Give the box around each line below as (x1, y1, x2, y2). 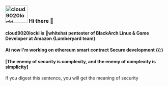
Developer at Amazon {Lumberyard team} (5, 35, 96, 41)
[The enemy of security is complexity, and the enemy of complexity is (5, 58, 156, 64)
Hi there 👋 (29, 17, 53, 24)
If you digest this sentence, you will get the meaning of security (5, 75, 138, 81)
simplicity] (5, 64, 29, 70)
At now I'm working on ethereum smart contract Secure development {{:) (5, 47, 163, 53)
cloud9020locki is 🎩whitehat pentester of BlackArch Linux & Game (5, 30, 149, 36)
